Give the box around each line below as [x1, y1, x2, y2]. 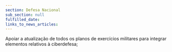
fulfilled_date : [5, 17, 40, 22]
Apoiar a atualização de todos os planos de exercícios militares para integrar [5, 36, 167, 42]
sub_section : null [5, 12, 45, 17]
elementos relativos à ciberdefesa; [5, 41, 78, 47]
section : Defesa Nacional [5, 7, 60, 13]
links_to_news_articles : [5, 21, 58, 27]
